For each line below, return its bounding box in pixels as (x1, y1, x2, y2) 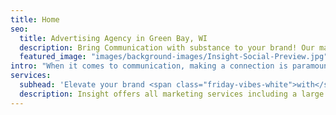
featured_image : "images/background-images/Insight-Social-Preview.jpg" (19, 52, 329, 62)
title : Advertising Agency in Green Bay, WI (19, 33, 208, 43)
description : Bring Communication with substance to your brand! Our (19, 42, 315, 53)
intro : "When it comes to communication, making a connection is (10, 61, 288, 71)
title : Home (10, 14, 60, 25)
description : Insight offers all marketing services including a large (19, 89, 325, 99)
